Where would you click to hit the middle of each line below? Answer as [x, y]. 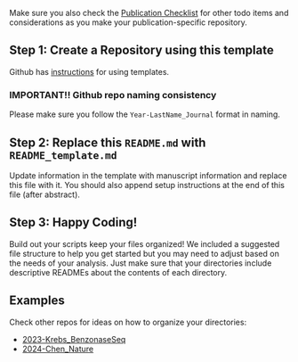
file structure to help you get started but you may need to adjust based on [145, 253]
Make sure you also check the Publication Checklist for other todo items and [149, 13]
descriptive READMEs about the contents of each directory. [118, 272]
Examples [37, 301]
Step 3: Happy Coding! [73, 222]
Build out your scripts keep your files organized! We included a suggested [145, 243]
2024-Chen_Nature [58, 349]
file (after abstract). [44, 194]
